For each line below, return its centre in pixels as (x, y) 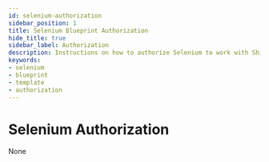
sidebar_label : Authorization (59, 45)
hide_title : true (37, 38)
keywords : (25, 61)
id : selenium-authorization (55, 16)
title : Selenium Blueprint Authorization (78, 30)
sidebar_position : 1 (43, 23)
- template (26, 82)
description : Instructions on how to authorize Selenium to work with (128, 53)
